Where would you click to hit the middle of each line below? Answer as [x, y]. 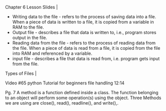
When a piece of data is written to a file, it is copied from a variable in [83, 22]
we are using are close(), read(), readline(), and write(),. [62, 103]
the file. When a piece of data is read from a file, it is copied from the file [86, 48]
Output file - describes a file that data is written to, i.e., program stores [84, 32]
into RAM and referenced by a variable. [52, 53]
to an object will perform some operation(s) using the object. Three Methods [83, 98]
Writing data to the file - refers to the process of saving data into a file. [84, 17]
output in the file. [30, 37]
